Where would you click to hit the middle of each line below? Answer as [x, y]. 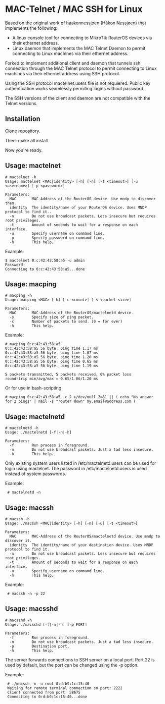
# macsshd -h [19, 620]
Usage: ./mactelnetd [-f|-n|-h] [38, 433]
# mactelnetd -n [24, 492]
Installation [23, 119]
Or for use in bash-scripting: [34, 388]
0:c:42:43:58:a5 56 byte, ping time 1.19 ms [52, 366]
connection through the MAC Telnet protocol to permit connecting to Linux [81, 68]
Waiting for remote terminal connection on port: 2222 [65, 688]
